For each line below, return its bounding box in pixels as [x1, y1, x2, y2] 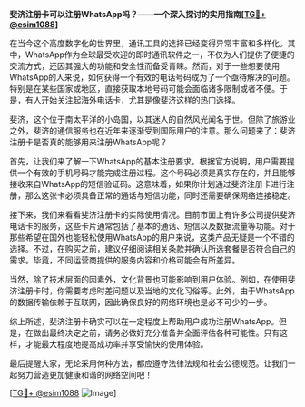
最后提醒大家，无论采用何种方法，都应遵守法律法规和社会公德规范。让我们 [9, 358, 288, 369]
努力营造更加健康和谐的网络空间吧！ [16, 370, 152, 380]
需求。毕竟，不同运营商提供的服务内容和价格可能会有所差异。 [9, 254, 241, 265]
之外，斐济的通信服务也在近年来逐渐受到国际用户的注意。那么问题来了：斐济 [9, 125, 296, 135]
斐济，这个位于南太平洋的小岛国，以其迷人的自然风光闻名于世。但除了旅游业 [9, 114, 296, 124]
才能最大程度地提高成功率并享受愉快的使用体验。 [25, 339, 209, 349]
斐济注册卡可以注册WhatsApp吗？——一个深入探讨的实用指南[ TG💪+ [9, 9, 266, 19]
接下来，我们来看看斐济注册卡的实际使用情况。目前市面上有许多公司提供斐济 [9, 209, 296, 220]
